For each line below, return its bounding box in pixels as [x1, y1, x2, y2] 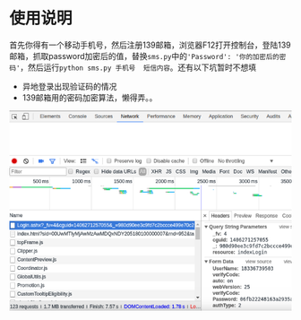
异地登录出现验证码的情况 [21, 81, 117, 91]
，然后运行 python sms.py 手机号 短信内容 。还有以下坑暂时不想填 [20, 62, 257, 73]
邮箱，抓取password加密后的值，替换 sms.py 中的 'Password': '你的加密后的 [9, 50, 279, 61]
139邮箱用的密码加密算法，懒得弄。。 [21, 91, 158, 103]
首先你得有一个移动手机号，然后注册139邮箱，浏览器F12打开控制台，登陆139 [9, 39, 291, 50]
